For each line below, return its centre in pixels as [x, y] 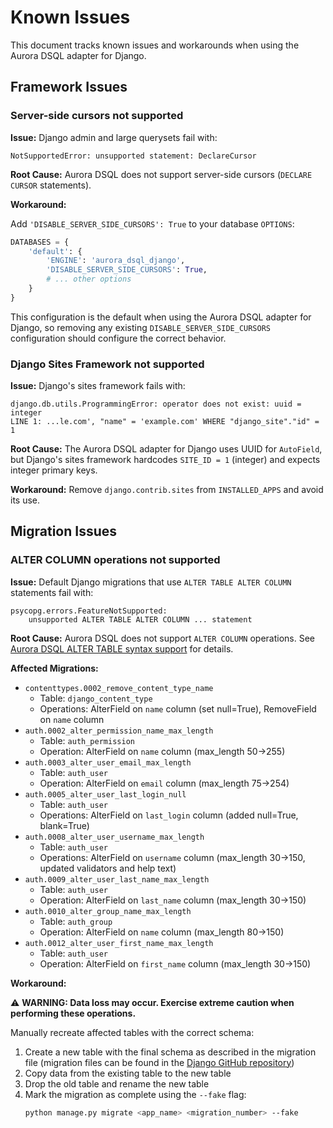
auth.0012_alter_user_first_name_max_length [119, 943]
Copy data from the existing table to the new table [128, 1073]
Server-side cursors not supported [97, 116]
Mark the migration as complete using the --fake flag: [135, 1094]
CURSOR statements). [51, 185]
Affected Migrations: [54, 668]
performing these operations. [73, 1013]
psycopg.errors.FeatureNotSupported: [89, 611]
